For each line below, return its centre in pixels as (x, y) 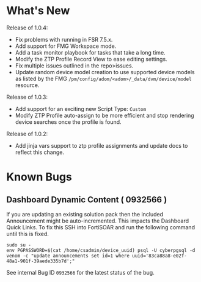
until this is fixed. (27, 234)
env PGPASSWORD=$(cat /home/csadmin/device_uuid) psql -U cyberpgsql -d (101, 250)
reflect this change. (40, 152)
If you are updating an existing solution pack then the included (85, 214)
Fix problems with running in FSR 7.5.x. (64, 39)
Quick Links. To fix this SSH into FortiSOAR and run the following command (101, 227)
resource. (27, 85)
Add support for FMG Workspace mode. (66, 46)
